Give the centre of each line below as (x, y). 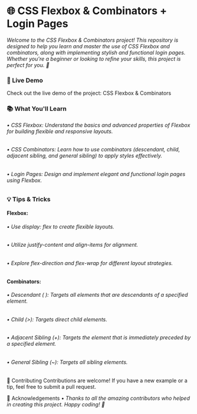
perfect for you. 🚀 (28, 65)
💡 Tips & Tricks (29, 199)
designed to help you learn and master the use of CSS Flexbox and (88, 46)
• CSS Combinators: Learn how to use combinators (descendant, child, (93, 150)
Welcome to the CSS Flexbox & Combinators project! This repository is (93, 40)
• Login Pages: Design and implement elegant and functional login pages (96, 174)
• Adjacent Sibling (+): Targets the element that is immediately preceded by (99, 337)
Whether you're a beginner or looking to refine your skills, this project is (94, 59)
